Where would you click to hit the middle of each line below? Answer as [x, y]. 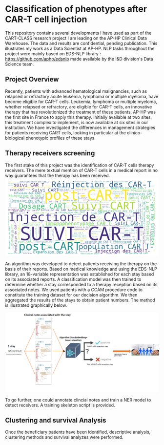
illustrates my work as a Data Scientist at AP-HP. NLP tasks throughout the [80, 48]
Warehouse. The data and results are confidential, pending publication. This [81, 43]
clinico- [134, 132]
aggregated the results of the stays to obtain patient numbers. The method [80, 300]
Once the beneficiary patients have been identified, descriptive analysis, [78, 432]
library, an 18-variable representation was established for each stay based [80, 274]
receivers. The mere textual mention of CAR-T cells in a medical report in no [81, 170]
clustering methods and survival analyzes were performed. [64, 437]
